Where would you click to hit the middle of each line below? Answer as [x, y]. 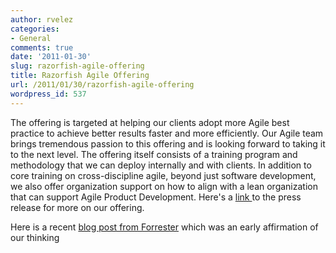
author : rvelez [42, 19]
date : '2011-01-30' [51, 57]
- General [31, 38]
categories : [35, 29]
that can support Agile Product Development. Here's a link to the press [156, 197]
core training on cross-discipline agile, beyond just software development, [163, 175]
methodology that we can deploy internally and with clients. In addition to [161, 165]
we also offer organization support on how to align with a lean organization [164, 186]
